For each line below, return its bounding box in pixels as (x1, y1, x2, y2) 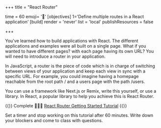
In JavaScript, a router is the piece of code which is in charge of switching (5, 63, 156, 69)
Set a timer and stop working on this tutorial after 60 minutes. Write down (5, 112, 154, 118)
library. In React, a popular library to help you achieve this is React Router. (5, 93, 155, 99)
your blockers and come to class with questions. (5, 118, 103, 123)
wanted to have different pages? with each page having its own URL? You (5, 49, 154, 54)
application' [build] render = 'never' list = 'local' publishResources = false (5, 19, 154, 25)
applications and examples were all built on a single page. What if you (5, 43, 146, 49)
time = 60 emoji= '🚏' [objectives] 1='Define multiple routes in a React (5, 14, 144, 19)
